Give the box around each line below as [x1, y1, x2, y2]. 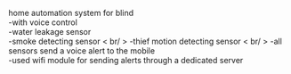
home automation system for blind [8, 8, 134, 18]
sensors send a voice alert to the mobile [8, 45, 156, 56]
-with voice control [8, 17, 77, 28]
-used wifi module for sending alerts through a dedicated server [8, 55, 244, 65]
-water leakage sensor [8, 27, 92, 37]
